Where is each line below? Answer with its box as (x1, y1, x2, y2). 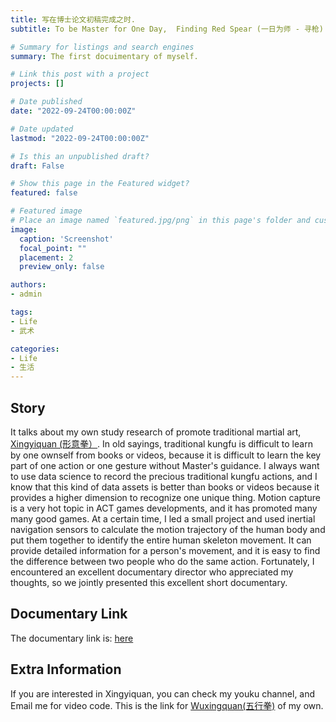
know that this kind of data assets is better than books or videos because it (10, 481, 320, 493)
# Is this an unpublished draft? (10, 151, 150, 161)
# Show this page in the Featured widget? (10, 179, 190, 189)
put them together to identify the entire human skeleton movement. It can (10, 534, 312, 546)
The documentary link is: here (10, 632, 134, 644)
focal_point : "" (19, 243, 87, 253)
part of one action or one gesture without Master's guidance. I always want (10, 459, 320, 471)
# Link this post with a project (10, 69, 150, 80)
